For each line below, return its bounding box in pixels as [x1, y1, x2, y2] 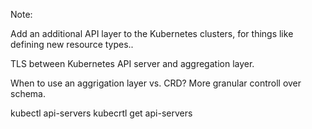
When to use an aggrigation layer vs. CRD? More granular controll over [10, 77, 302, 89]
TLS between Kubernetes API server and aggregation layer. [10, 58, 255, 69]
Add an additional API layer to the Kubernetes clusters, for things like [10, 28, 294, 39]
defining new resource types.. [10, 39, 134, 50]
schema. [10, 88, 46, 99]
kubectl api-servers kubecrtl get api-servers [10, 107, 193, 119]
